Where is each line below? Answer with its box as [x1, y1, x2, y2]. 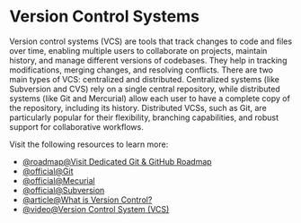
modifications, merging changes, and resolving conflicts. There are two [9, 64, 274, 75]
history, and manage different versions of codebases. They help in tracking [9, 55, 288, 65]
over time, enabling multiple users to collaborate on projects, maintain [9, 45, 268, 56]
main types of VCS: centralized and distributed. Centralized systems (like [9, 73, 280, 84]
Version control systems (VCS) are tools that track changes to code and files [9, 36, 293, 47]
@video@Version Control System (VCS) [22, 203, 170, 214]
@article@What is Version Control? [22, 194, 153, 205]
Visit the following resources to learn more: [9, 139, 169, 150]
